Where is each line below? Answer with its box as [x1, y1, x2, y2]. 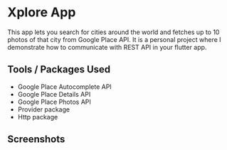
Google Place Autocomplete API [17, 82, 112, 91]
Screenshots [7, 133, 65, 146]
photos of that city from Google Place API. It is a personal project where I [7, 35, 222, 43]
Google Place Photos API [17, 97, 91, 106]
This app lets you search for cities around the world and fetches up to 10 [7, 28, 220, 36]
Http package [17, 112, 58, 121]
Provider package [17, 105, 70, 114]
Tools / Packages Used [7, 63, 111, 75]
